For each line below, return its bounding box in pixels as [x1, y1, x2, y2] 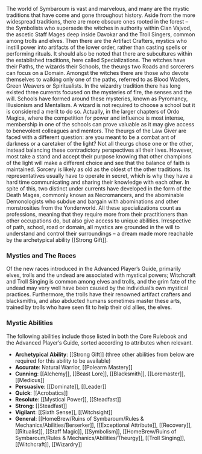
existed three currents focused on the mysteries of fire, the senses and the [6, 89, 192, 96]
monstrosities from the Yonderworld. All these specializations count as [6, 204, 181, 211]
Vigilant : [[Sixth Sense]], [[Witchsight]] [14, 408, 113, 416]
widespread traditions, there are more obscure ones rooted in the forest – [6, 18, 189, 25]
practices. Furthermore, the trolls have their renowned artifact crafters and [6, 291, 191, 298]
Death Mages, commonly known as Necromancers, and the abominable [6, 192, 185, 198]
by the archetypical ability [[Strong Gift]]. [6, 236, 109, 244]
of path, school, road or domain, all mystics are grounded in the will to [6, 224, 180, 230]
